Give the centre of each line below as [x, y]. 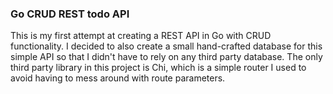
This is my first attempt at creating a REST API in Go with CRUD [141, 36]
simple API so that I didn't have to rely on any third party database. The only [166, 57]
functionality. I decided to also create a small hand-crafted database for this [166, 46]
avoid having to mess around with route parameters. [118, 78]
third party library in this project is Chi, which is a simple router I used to [158, 68]
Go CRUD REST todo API [70, 14]
